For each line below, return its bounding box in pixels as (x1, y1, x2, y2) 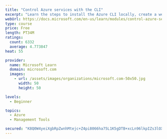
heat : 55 (5, 49, 23, 54)
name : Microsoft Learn (9, 63, 57, 68)
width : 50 (18, 81, 39, 86)
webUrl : (5, 16, 21, 21)
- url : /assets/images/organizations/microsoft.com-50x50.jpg (14, 76, 146, 81)
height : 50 (18, 85, 41, 90)
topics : (5, 108, 21, 113)
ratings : (5, 35, 23, 40)
